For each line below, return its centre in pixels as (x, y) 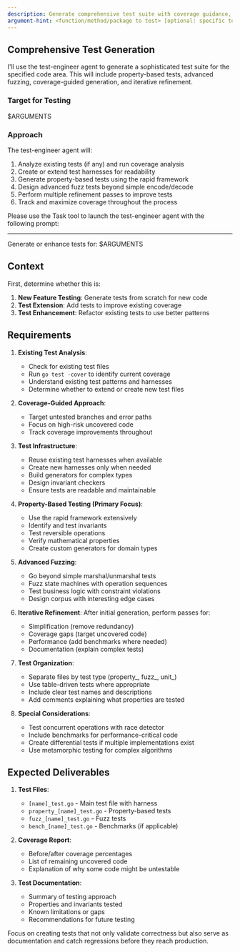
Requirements (39, 336)
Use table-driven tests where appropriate (89, 684)
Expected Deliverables (59, 772)
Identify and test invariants (67, 525)
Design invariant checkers (67, 482)
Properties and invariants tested (75, 904)
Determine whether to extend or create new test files (106, 389)
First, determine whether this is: (54, 284)
